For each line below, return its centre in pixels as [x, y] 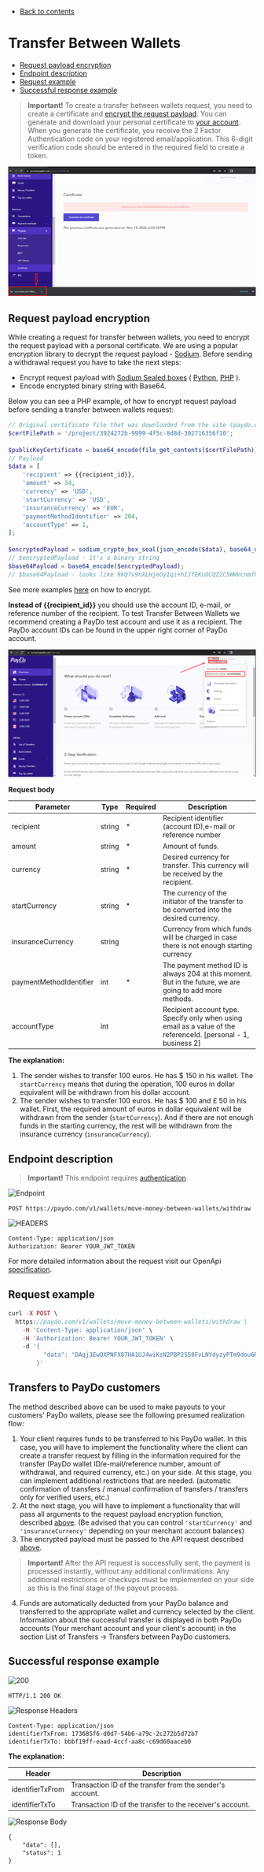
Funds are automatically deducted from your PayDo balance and [124, 1603]
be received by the [193, 873]
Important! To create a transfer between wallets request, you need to [140, 105]
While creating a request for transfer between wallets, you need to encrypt [129, 337]
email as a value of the [199, 1026]
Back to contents [47, 11]
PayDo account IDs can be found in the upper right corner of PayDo [118, 630]
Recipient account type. [201, 1009]
